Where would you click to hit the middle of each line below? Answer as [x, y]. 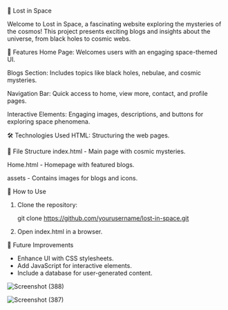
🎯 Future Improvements [40, 245]
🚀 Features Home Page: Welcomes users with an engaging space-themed [112, 52]
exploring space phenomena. [49, 122]
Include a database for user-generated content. [85, 273]
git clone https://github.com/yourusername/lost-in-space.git [103, 218]
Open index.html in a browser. [60, 232]
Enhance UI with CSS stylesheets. [65, 258]
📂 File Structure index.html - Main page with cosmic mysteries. [96, 151]
